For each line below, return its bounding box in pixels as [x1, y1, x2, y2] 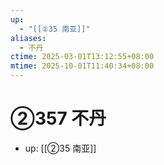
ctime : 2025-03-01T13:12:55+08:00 [10, 52, 155, 62]
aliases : [10, 33, 47, 43]
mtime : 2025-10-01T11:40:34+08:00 [10, 61, 155, 71]
